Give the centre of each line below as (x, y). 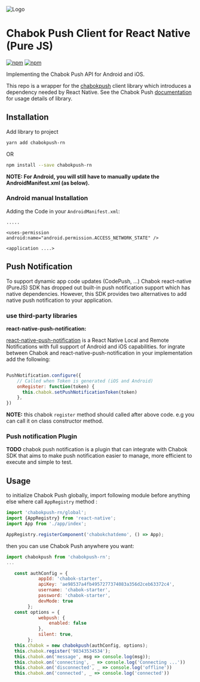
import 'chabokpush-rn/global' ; (46, 513)
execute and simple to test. (39, 462)
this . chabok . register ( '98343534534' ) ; (62, 651)
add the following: (28, 359)
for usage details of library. (39, 98)
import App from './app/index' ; (46, 524)
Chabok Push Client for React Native (99, 33)
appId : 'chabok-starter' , (70, 579)
